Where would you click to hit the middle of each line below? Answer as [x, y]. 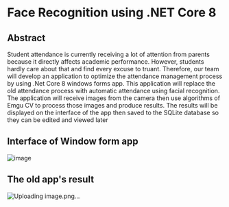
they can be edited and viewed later [58, 120]
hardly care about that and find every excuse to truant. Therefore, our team [113, 69]
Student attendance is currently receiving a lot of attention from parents [109, 54]
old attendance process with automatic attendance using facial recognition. [113, 91]
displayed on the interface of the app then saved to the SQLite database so [113, 112]
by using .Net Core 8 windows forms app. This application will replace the [111, 83]
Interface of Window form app [73, 142]
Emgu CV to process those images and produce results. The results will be [112, 105]
